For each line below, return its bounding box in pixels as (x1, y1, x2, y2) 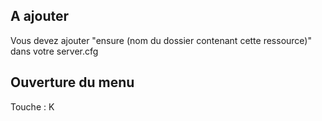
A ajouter (10, 8, 70, 25)
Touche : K (10, 100, 55, 113)
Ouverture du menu (10, 74, 135, 91)
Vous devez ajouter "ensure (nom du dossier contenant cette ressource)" (10, 34, 312, 46)
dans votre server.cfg (10, 45, 99, 57)
